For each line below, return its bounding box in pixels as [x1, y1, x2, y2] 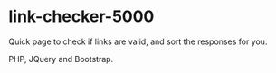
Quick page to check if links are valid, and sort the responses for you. [8, 36, 268, 47]
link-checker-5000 [8, 6, 155, 27]
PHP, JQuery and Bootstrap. [8, 53, 114, 64]
